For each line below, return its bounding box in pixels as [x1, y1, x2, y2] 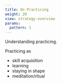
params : [5, 21, 21, 26]
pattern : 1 [9, 25, 31, 30]
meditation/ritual [12, 73, 45, 79]
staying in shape [12, 68, 45, 74]
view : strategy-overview [5, 16, 55, 21]
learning [12, 63, 29, 69]
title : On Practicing [5, 7, 49, 12]
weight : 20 [5, 12, 27, 17]
